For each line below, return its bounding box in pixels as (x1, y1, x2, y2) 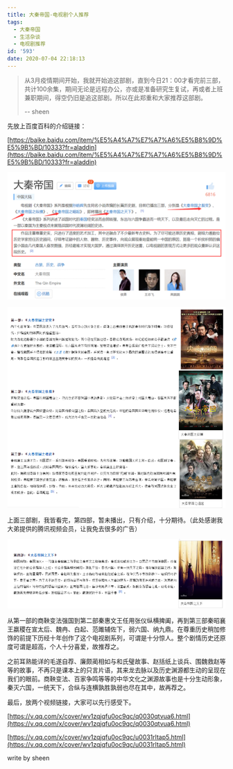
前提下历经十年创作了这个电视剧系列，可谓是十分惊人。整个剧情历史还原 (19, 633, 226, 642)
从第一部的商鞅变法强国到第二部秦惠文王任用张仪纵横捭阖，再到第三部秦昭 (7, 616, 220, 624)
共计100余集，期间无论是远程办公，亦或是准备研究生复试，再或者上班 (24, 84, 223, 93)
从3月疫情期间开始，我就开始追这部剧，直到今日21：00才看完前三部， (24, 76, 225, 84)
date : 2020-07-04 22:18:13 (7, 56, 85, 63)
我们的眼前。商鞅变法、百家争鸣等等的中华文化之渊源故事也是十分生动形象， (7, 674, 226, 683)
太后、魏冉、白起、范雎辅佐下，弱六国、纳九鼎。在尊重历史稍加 (37, 625, 220, 633)
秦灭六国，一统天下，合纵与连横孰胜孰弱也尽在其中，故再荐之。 (7, 683, 189, 692)
